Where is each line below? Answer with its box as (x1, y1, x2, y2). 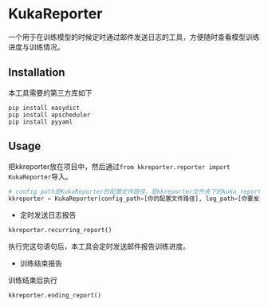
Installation (8, 65, 65, 80)
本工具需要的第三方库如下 (8, 88, 93, 97)
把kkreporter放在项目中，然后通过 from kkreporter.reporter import (8, 161, 231, 171)
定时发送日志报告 (19, 211, 77, 220)
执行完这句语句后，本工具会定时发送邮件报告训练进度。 (8, 242, 190, 251)
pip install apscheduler (8, 111, 91, 119)
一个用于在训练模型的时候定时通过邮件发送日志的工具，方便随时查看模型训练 (8, 32, 260, 41)
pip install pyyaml (8, 117, 73, 126)
